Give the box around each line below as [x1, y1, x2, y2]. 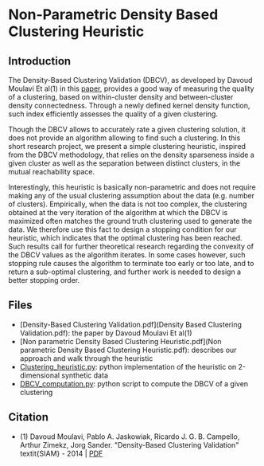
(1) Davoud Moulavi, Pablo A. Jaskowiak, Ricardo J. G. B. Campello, [19, 432, 240, 441]
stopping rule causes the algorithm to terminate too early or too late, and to [8, 259, 254, 268]
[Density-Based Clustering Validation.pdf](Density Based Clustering [19, 319, 243, 329]
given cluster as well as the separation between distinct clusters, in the [8, 159, 241, 168]
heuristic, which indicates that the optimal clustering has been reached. [8, 233, 243, 242]
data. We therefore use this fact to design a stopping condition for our [8, 225, 237, 234]
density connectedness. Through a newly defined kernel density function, [8, 101, 250, 110]
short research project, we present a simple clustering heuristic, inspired [8, 142, 247, 151]
